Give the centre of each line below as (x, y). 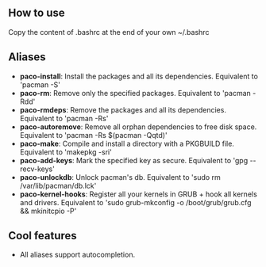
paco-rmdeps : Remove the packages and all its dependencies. (123, 109)
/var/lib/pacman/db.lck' (58, 185)
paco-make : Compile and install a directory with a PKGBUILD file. (127, 143)
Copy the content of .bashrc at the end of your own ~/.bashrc (109, 32)
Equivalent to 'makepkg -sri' (66, 152)
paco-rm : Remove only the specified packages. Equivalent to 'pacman (135, 93)
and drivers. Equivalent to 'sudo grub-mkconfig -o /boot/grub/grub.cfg (135, 202)
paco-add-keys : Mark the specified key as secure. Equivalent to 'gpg (134, 160)
